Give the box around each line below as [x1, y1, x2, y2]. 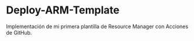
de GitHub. [6, 29, 32, 36]
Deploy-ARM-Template [6, 4, 120, 17]
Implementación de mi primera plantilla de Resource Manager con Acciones [6, 23, 189, 30]
